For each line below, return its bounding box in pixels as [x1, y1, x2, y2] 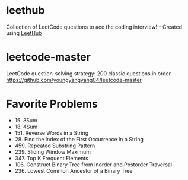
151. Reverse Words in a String [14, 129, 89, 137]
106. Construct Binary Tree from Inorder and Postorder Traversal [14, 161, 173, 168]
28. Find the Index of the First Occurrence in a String [14, 135, 144, 143]
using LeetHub [6, 29, 42, 36]
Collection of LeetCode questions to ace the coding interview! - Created [6, 23, 183, 30]
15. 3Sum [14, 116, 37, 124]
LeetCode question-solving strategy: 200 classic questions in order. [6, 70, 173, 77]
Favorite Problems [6, 97, 98, 110]
